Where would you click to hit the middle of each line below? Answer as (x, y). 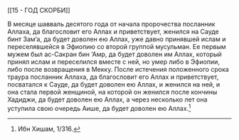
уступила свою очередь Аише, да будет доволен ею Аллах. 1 (99, 108)
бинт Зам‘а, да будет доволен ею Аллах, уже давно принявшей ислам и (117, 39)
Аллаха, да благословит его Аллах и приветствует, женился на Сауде (113, 32)
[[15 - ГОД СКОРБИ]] (39, 10)
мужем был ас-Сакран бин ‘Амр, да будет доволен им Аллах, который (115, 54)
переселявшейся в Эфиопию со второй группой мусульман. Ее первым (117, 47)
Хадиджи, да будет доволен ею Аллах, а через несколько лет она (107, 99)
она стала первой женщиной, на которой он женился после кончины (112, 92)
